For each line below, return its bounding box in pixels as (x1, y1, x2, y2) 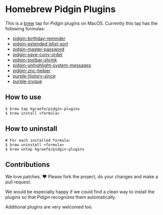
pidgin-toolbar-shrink (12, 57, 57, 63)
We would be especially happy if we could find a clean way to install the (5, 189, 155, 195)
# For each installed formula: (5, 138, 71, 143)
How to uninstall (5, 125, 58, 133)
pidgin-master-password (12, 46, 65, 52)
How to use (5, 93, 41, 101)
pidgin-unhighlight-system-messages (12, 62, 91, 68)
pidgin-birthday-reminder (12, 35, 66, 41)
